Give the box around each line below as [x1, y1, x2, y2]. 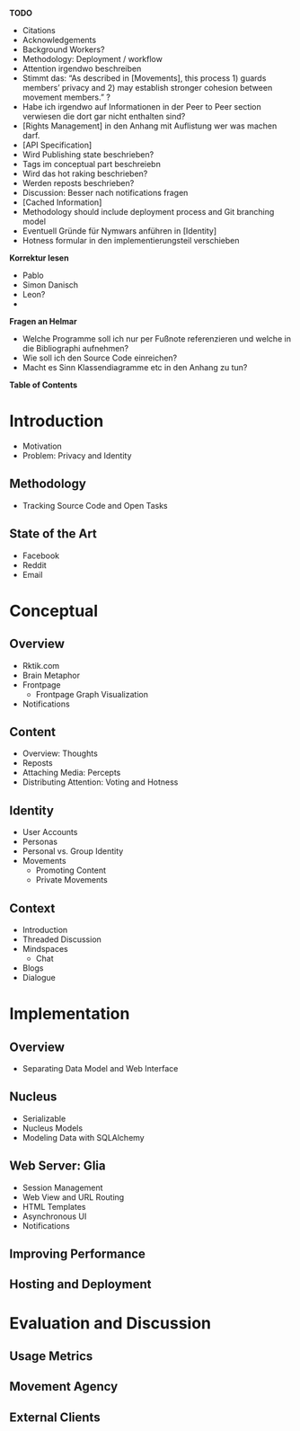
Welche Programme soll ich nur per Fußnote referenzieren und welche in [22, 333, 292, 344]
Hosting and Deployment [9, 1276, 152, 1293]
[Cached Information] [22, 197, 102, 208]
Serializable [22, 1113, 66, 1124]
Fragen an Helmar [9, 316, 78, 326]
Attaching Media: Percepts [22, 768, 121, 778]
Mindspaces [22, 944, 69, 954]
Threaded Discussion [22, 934, 101, 945]
